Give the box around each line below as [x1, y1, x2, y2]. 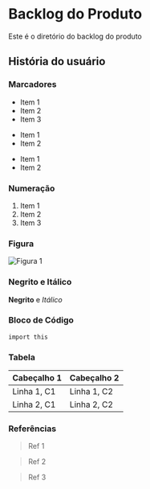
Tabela [8, 351, 36, 363]
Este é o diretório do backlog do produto [8, 31, 142, 41]
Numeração [8, 183, 55, 194]
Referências [8, 423, 57, 434]
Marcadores [8, 79, 57, 90]
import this [8, 333, 48, 341]
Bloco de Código [8, 314, 75, 326]
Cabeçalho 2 [69, 372, 120, 384]
